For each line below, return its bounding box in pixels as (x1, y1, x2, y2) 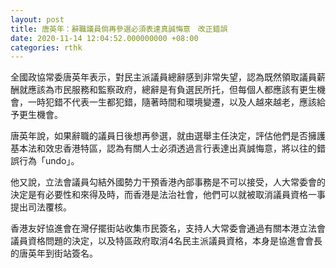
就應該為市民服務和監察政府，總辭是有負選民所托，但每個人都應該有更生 (18, 84, 317, 96)
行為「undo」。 (18, 155, 80, 167)
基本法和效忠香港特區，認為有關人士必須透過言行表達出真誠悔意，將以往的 (10, 142, 317, 155)
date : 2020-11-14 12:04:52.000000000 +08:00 (10, 33, 199, 43)
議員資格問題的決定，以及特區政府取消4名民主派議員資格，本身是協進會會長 (10, 235, 323, 247)
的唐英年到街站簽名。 (10, 247, 98, 260)
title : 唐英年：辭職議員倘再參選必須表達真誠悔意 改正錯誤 (10, 24, 228, 34)
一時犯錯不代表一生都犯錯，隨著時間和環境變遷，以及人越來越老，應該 (27, 96, 317, 108)
